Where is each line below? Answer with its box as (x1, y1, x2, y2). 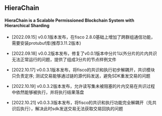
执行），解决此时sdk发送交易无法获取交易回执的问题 (20, 105, 123, 111)
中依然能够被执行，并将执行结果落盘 (11, 89, 84, 95)
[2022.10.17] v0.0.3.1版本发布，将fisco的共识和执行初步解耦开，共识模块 (11, 66, 155, 72)
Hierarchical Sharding (4, 22, 49, 28)
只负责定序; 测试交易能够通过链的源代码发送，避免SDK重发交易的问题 (11, 73, 151, 79)
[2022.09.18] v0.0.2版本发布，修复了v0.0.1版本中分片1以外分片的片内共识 (11, 50, 157, 56)
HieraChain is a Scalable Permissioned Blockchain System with (4, 17, 134, 23)
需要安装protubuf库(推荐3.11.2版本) (11, 40, 81, 46)
